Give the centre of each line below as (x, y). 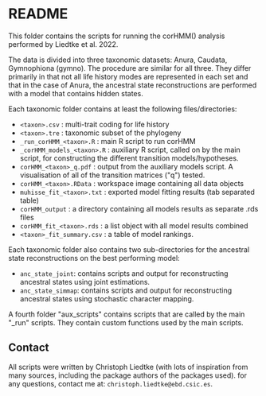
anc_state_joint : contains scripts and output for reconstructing (124, 273)
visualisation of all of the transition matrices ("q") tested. (112, 175)
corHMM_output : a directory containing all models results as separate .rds (139, 208)
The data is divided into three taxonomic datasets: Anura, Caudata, (118, 60)
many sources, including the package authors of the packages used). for (128, 375)
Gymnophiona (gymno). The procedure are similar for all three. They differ (130, 68)
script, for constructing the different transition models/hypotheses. (129, 158)
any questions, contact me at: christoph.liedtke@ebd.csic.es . (111, 383)
